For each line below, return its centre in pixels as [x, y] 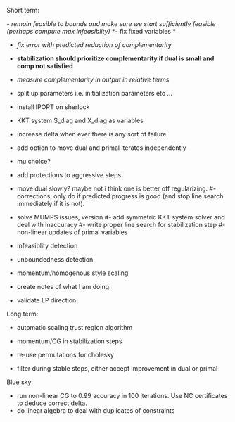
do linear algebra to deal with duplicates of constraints [96, 410]
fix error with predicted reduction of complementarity [94, 45]
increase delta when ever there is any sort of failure [91, 134]
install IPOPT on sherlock [53, 107]
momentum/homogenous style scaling [72, 273]
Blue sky [19, 382]
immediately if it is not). [51, 204]
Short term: [23, 10]
